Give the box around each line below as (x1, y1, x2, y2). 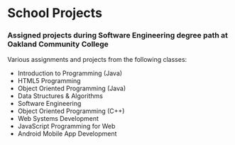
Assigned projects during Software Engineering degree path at (7, 31, 229, 41)
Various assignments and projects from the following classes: (7, 55, 187, 64)
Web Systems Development (17, 114, 99, 123)
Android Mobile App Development (17, 129, 117, 138)
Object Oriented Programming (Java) (17, 84, 126, 93)
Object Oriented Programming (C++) (17, 107, 125, 115)
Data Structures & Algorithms (17, 92, 103, 100)
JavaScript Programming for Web (17, 122, 116, 131)
